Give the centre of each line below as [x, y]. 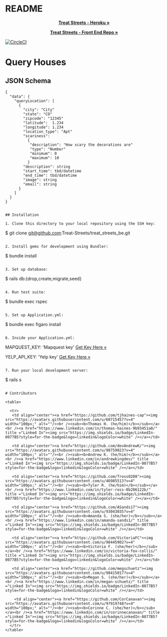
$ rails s [13, 380]
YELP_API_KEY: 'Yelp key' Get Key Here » [48, 357]
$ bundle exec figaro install [33, 324]
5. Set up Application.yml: [34, 315]
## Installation [22, 215]
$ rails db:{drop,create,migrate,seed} [43, 278]
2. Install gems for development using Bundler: [57, 246]
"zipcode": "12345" [43, 118]
